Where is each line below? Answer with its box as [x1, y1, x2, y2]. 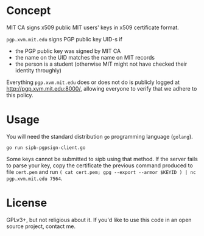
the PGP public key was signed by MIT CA [15, 47, 121, 55]
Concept [6, 4, 51, 18]
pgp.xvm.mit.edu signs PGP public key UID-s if [6, 35, 123, 43]
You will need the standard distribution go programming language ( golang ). [6, 133, 193, 140]
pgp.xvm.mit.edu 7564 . [6, 175, 63, 182]
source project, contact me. [6, 223, 76, 230]
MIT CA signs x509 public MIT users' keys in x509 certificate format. [6, 24, 180, 31]
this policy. [6, 91, 33, 99]
